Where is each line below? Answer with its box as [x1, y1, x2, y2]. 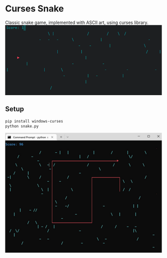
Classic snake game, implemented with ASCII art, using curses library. [5, 19, 149, 25]
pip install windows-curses [5, 119, 64, 124]
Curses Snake [5, 3, 64, 14]
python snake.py [5, 124, 39, 129]
